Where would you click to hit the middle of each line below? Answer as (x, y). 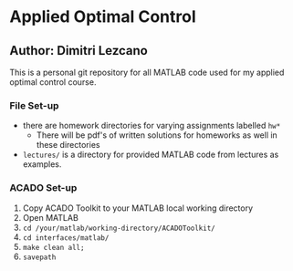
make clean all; (53, 247)
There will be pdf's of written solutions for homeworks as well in (157, 135)
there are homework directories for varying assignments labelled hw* (152, 126)
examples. (42, 164)
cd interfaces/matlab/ (66, 238)
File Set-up (34, 105)
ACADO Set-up (43, 188)
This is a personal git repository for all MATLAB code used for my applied (147, 72)
